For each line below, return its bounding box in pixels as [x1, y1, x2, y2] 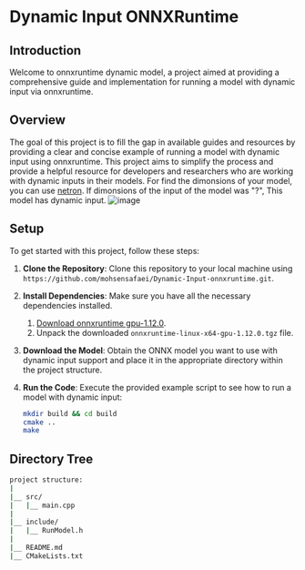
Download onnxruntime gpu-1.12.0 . [36, 317, 167, 329]
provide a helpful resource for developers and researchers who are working [9, 166, 294, 177]
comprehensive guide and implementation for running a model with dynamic [9, 76, 296, 87]
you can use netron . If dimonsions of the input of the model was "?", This [9, 185, 283, 196]
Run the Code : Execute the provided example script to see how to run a [22, 382, 291, 392]
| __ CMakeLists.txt [9, 551, 84, 561]
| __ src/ [9, 492, 43, 502]
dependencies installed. [22, 300, 113, 310]
